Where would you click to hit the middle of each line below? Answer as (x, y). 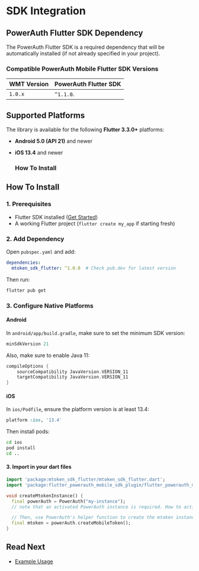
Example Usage (34, 561)
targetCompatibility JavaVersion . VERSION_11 (73, 377)
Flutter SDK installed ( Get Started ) (56, 217)
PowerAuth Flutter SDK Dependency (75, 33)
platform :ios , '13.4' (34, 420)
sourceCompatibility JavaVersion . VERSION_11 (73, 372)
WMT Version (29, 84)
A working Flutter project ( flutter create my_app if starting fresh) (95, 223)
